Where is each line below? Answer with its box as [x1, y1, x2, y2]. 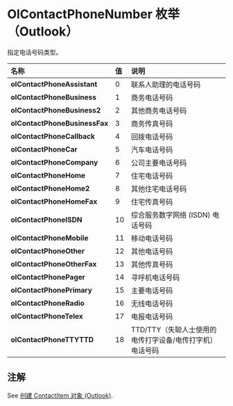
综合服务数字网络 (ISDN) [130, 210, 211, 220]
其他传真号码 [130, 259, 173, 269]
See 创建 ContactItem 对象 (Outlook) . [7, 391, 113, 400]
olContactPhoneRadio [10, 298, 85, 308]
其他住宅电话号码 [130, 184, 187, 193]
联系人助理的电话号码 [130, 79, 201, 89]
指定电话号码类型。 [7, 48, 62, 56]
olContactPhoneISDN [10, 215, 83, 225]
